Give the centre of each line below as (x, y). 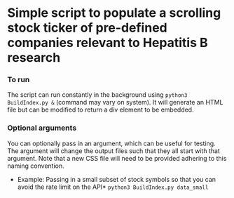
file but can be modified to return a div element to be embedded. (101, 110)
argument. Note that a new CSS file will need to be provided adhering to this (117, 158)
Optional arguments (42, 128)
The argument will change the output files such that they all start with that (114, 151)
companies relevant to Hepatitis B (108, 43)
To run (19, 80)
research (34, 58)
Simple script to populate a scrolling (114, 13)
